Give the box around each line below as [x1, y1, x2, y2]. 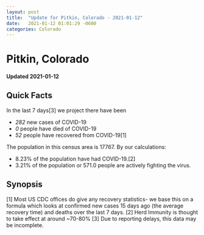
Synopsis [6, 179, 43, 190]
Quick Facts [6, 90, 53, 101]
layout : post [6, 9, 40, 15]
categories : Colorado [6, 26, 62, 32]
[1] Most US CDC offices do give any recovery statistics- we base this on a [6, 195, 194, 203]
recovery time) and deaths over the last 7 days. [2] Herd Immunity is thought [6, 208, 199, 215]
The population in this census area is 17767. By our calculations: [6, 143, 166, 150]
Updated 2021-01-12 [6, 73, 60, 80]
